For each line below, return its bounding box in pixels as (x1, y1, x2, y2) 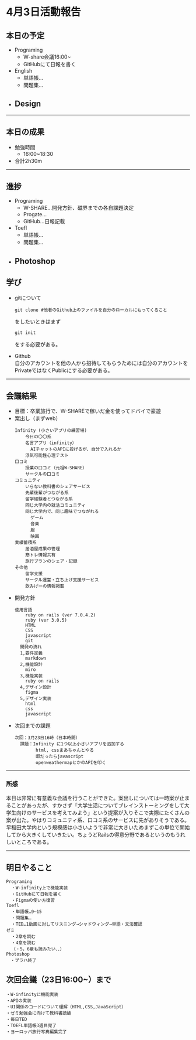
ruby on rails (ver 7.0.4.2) (25, 612, 96, 618)
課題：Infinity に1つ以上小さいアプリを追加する (20, 741, 124, 747)
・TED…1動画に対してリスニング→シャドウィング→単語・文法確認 (11, 921, 143, 927)
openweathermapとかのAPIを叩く (36, 760, 107, 766)
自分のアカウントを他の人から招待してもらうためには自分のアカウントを (14, 359, 188, 366)
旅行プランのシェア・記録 (25, 558, 78, 564)
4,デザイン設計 (20, 684, 51, 690)
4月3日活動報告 (6, 5, 82, 19)
